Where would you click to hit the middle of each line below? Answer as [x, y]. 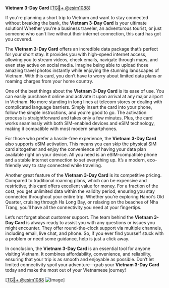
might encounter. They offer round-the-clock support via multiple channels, [84, 228]
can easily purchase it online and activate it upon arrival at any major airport [84, 96]
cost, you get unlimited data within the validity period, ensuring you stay [80, 191]
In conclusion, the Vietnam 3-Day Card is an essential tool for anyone [78, 249]
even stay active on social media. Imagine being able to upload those [77, 65]
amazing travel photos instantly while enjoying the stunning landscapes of [82, 70]
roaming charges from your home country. [49, 81]
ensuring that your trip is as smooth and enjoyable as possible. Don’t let [80, 259]
